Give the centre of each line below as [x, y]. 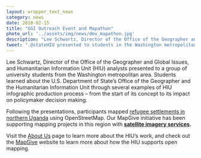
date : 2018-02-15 [28, 23]
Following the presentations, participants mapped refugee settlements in [96, 111]
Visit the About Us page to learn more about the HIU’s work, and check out [98, 135]
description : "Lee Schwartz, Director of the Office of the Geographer [97, 39]
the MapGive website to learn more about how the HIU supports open [92, 142]
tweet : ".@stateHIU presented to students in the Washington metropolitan [101, 45]
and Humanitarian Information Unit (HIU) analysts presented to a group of [97, 68]
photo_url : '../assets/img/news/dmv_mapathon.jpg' [71, 34]
